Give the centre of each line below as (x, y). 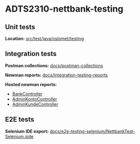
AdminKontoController (35, 99)
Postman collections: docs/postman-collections (54, 65)
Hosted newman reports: (31, 84)
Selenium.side (19, 136)
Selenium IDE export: (27, 131)
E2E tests (20, 119)
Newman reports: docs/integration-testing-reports (57, 75)
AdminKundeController (35, 104)
